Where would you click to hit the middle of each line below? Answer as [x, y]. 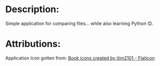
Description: [32, 9]
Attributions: [33, 44]
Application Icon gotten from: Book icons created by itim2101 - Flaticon [80, 58]
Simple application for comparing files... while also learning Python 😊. [79, 23]
